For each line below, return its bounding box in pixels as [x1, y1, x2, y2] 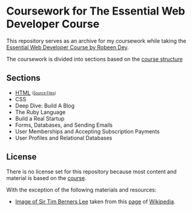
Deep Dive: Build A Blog [15, 102, 74, 109]
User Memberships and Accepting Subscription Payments [15, 127, 160, 135]
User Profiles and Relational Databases [15, 134, 113, 141]
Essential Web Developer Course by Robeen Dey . [6, 44, 129, 51]
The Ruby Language [15, 108, 66, 116]
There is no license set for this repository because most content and [6, 168, 177, 175]
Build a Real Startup [15, 115, 65, 122]
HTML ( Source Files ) [15, 89, 56, 96]
